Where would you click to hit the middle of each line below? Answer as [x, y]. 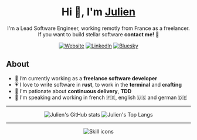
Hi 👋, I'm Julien [98, 12]
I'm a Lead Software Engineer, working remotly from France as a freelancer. [98, 28]
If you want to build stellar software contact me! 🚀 [98, 34]
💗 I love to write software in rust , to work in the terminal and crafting [98, 84]
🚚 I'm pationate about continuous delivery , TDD [73, 91]
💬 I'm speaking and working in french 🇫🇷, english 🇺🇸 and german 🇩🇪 [101, 97]
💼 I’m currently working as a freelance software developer [86, 78]
